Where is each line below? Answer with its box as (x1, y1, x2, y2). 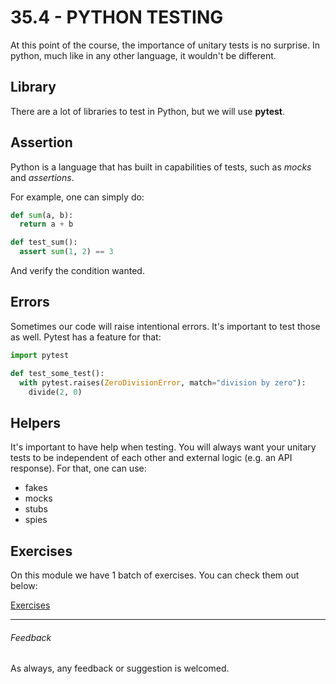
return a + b (19, 219, 74, 230)
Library (10, 79, 57, 96)
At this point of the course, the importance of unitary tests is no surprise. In (10, 39, 320, 51)
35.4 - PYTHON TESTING (10, 6, 224, 29)
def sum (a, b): (10, 210, 74, 220)
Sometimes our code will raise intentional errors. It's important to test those (10, 320, 321, 332)
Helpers (10, 414, 61, 431)
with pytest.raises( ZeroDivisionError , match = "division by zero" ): (19, 377, 307, 388)
